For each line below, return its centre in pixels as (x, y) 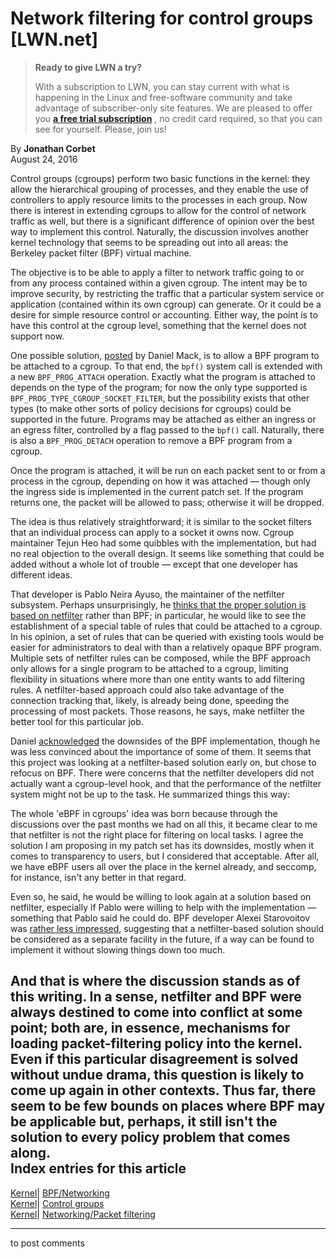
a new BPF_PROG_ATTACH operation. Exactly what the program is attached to (163, 376)
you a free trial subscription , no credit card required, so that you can (178, 118)
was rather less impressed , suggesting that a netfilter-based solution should (167, 928)
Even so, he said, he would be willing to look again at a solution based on (161, 896)
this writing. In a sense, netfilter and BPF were (156, 997)
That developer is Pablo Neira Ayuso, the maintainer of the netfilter (147, 594)
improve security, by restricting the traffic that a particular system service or (167, 293)
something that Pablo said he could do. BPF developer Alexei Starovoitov (160, 918)
